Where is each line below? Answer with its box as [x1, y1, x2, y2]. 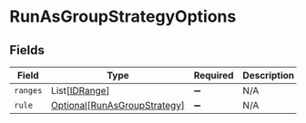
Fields [9, 43, 46, 58]
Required [193, 70, 234, 81]
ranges [14, 86, 43, 96]
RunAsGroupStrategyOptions [9, 6, 237, 27]
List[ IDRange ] [51, 84, 110, 97]
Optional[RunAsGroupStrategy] [51, 99, 185, 111]
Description [242, 70, 295, 81]
